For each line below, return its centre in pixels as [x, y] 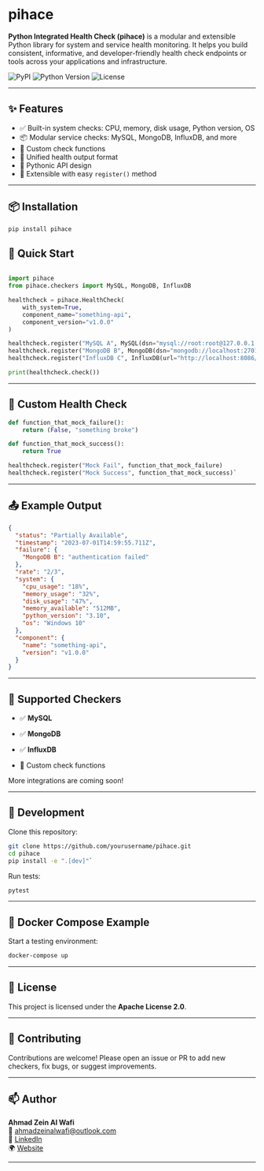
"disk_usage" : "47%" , [57, 601]
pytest [19, 890]
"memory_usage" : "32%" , [61, 594]
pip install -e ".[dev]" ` [50, 861]
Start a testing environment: [53, 941]
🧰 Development [46, 813]
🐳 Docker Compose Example [79, 922]
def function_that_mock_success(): [66, 444]
